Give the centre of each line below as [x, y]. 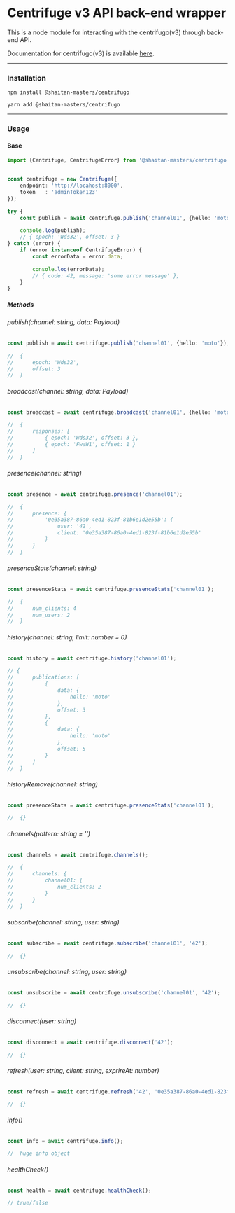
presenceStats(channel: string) [52, 568]
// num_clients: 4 [42, 608]
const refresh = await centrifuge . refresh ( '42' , [79, 1091]
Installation [27, 78]
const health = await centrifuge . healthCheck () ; [79, 1191]
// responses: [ [39, 431]
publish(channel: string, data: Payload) [64, 322]
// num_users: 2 [39, 615]
